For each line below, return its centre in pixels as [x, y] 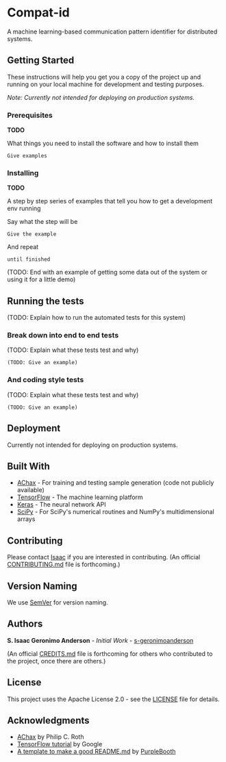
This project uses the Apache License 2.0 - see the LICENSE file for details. [114, 699]
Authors [25, 624]
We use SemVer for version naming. [58, 602]
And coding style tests [46, 380]
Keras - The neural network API [61, 505]
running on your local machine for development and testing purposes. [105, 84]
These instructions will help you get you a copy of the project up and [104, 77]
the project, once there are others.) [56, 661]
